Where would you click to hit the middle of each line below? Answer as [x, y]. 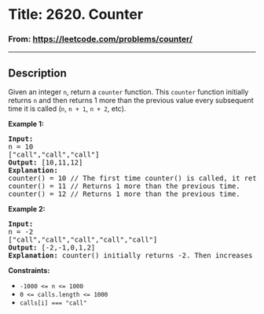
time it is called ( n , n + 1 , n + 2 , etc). [67, 109]
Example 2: [27, 209]
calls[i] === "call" [53, 303]
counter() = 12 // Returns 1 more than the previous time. [125, 194]
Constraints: [29, 271]
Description [37, 73]
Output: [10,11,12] [46, 163]
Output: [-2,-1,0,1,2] [52, 248]
